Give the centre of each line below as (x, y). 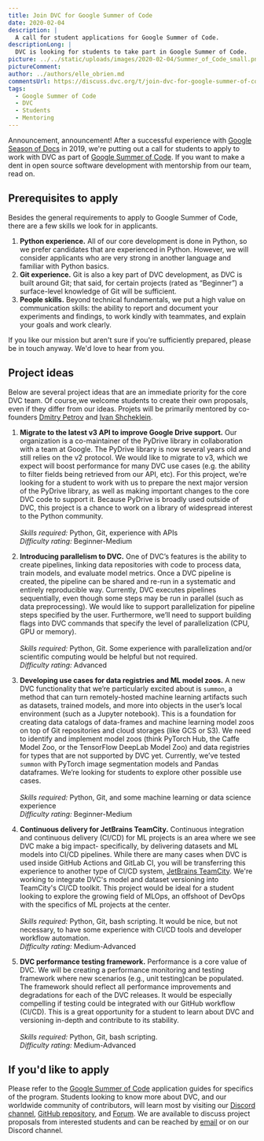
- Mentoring (35, 118)
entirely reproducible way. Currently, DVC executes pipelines (118, 589)
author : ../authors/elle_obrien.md (66, 74)
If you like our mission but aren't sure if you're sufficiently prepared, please (130, 340)
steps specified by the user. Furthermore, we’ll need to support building (135, 615)
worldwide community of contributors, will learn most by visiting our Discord (132, 1106)
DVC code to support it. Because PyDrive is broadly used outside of (129, 499)
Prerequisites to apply (63, 199)
